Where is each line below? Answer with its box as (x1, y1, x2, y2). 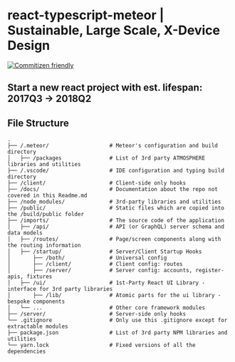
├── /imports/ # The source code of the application (7, 217, 224, 224)
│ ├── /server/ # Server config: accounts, (7, 267, 193, 274)
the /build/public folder (7, 211, 84, 218)
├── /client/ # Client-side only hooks (7, 180, 187, 187)
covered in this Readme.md (7, 192, 88, 200)
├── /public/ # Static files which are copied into (7, 205, 224, 212)
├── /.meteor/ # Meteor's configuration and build (7, 143, 219, 150)
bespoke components (7, 298, 66, 306)
